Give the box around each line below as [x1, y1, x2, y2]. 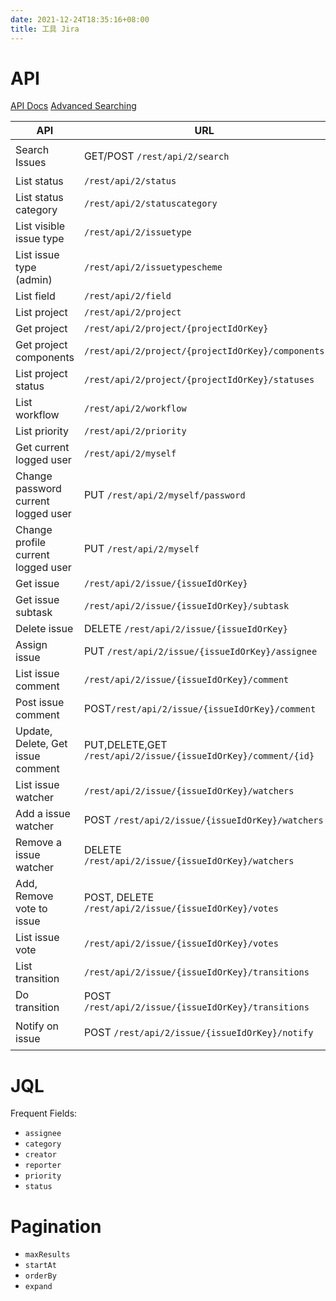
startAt [24, 1261, 57, 1271]
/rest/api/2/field [83, 291, 172, 302]
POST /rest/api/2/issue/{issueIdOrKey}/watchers [83, 813, 324, 827]
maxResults [24, 1250, 71, 1260]
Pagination [10, 1215, 102, 1238]
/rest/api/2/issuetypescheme [83, 262, 223, 273]
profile [15, 536, 47, 550]
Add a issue [15, 807, 71, 821]
